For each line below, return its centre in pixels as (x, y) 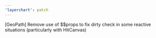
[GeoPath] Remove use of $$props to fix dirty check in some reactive (78, 24)
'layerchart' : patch (27, 10)
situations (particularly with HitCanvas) (46, 30)
